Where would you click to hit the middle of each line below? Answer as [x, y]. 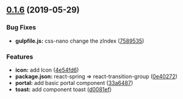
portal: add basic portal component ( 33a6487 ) [74, 82]
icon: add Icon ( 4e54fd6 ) [47, 70]
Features [20, 56]
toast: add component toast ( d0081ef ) [63, 89]
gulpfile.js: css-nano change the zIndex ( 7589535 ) [80, 41]
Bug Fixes [21, 28]
